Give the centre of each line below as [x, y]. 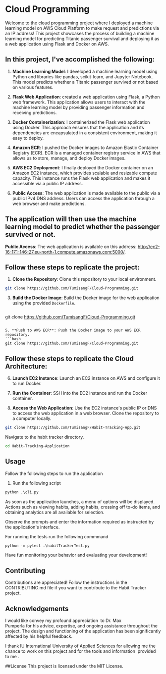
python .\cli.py [22, 492]
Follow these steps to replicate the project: [72, 267]
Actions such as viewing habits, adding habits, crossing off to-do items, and [83, 507]
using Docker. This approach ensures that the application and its [78, 127]
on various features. [33, 87]
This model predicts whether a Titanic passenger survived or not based [85, 82]
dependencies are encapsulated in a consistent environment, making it [84, 133]
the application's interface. [32, 527]
